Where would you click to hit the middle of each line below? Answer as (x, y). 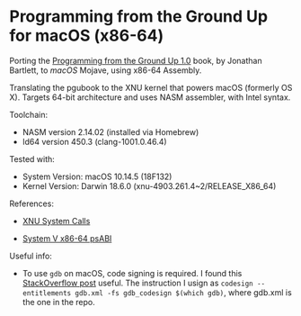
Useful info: (31, 256)
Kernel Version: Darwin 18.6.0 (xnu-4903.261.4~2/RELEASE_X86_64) (149, 185)
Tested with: (32, 158)
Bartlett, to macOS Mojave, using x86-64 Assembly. (106, 70)
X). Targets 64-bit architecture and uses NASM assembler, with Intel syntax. (150, 97)
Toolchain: (28, 114)
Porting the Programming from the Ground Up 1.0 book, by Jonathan (136, 60)
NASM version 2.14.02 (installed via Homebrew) (111, 131)
